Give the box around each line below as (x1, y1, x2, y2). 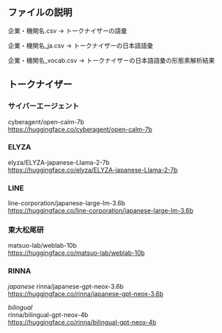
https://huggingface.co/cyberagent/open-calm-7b (8, 125, 153, 133)
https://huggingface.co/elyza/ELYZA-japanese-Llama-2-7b (8, 165, 178, 174)
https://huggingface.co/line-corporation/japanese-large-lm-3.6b (8, 207, 194, 215)
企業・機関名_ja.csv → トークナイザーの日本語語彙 (8, 41, 154, 50)
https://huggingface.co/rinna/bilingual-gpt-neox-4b (8, 318, 156, 326)
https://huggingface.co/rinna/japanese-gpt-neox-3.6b (8, 289, 163, 298)
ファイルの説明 (8, 6, 73, 19)
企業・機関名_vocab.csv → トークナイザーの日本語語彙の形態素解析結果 (8, 56, 215, 64)
